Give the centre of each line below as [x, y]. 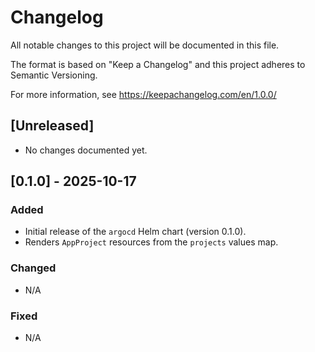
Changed [33, 268]
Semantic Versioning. [54, 75]
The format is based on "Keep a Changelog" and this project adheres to [158, 64]
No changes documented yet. [86, 150]
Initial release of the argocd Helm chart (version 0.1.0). [135, 232]
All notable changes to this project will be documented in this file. [145, 45]
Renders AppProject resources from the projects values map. [151, 242]
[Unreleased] [52, 126]
